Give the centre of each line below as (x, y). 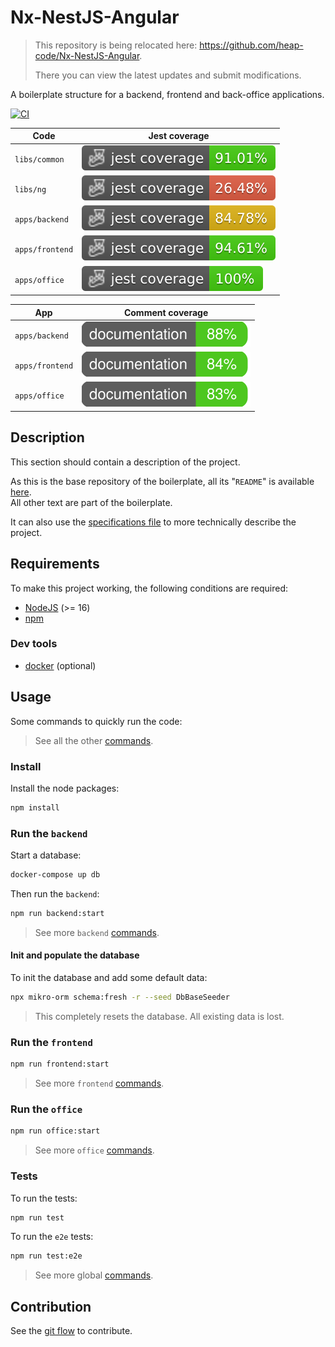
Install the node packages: (65, 788)
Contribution (51, 1306)
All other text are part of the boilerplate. (91, 502)
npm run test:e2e (46, 1256)
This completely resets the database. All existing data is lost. (159, 1016)
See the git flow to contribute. (71, 1331)
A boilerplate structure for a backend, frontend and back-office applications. (167, 94)
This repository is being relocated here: (116, 45)
